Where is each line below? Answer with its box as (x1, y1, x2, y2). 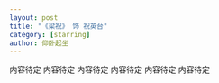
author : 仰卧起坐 (9, 38, 69, 48)
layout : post (9, 13, 59, 23)
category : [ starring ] (9, 30, 91, 39)
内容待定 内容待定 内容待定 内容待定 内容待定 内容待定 (9, 64, 210, 75)
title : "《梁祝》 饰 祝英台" (9, 22, 108, 31)
